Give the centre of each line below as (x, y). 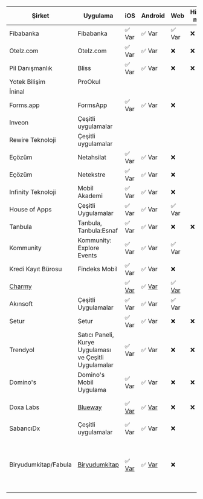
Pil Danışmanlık (31, 68)
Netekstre (92, 175)
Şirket (40, 16)
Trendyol (22, 350)
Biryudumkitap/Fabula (41, 465)
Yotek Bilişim (27, 82)
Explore (89, 248)
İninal (17, 92)
